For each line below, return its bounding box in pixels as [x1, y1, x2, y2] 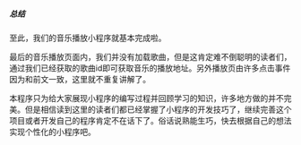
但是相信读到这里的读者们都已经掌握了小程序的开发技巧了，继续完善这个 [24, 104, 292, 115]
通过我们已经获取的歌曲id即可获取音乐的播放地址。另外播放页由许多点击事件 [9, 63, 291, 73]
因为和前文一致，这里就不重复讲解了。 [9, 73, 150, 84]
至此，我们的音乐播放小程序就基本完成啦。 [9, 32, 167, 43]
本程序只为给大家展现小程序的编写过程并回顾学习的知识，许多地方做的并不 [9, 92, 284, 103]
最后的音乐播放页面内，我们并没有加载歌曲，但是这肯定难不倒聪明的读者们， [9, 51, 292, 62]
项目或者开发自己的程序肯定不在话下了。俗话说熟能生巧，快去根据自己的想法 [9, 115, 292, 125]
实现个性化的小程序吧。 [9, 126, 96, 137]
